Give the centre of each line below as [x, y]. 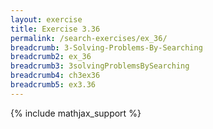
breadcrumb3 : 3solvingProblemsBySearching [100, 66]
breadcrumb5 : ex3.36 [53, 85]
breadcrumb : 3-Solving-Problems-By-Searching [106, 47]
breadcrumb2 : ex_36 [51, 57]
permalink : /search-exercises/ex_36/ [89, 38]
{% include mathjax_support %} [76, 113]
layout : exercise [46, 19]
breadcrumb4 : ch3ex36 [55, 76]
